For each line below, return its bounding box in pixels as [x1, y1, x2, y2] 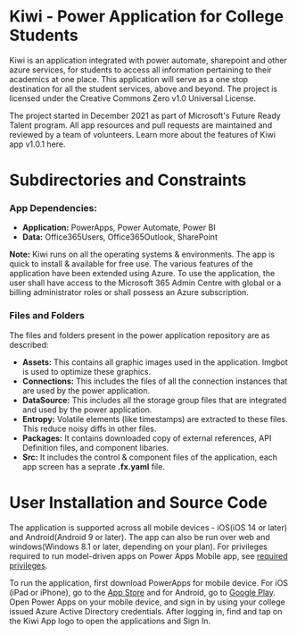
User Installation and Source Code [9, 492, 268, 512]
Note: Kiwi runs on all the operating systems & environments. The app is [9, 249, 275, 260]
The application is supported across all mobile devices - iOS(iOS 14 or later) [9, 521, 288, 533]
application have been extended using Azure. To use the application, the [9, 268, 276, 279]
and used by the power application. [21, 404, 153, 415]
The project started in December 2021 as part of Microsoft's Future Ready [9, 110, 281, 121]
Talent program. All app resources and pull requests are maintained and [9, 119, 273, 131]
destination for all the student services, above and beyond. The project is [9, 83, 278, 94]
